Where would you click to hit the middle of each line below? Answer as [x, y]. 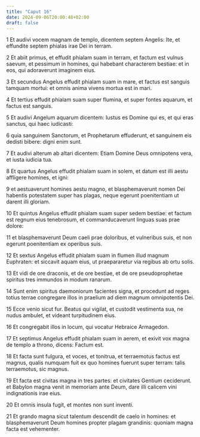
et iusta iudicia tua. [29, 160]
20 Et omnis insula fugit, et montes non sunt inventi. [70, 405]
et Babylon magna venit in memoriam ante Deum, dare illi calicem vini [92, 387]
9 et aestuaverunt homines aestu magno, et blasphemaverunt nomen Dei [96, 189]
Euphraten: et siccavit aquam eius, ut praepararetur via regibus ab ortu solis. [100, 262]
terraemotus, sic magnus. [38, 369]
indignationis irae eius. [34, 393]
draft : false [22, 23]
